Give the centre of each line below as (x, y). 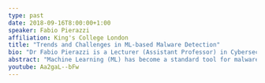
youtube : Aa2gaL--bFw (44, 67)
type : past (26, 15)
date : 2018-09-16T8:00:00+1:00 (60, 23)
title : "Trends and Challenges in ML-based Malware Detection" (114, 45)
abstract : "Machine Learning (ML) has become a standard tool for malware (134, 60)
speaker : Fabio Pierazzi (49, 30)
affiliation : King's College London (68, 38)
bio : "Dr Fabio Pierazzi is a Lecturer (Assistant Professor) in (118, 52)
